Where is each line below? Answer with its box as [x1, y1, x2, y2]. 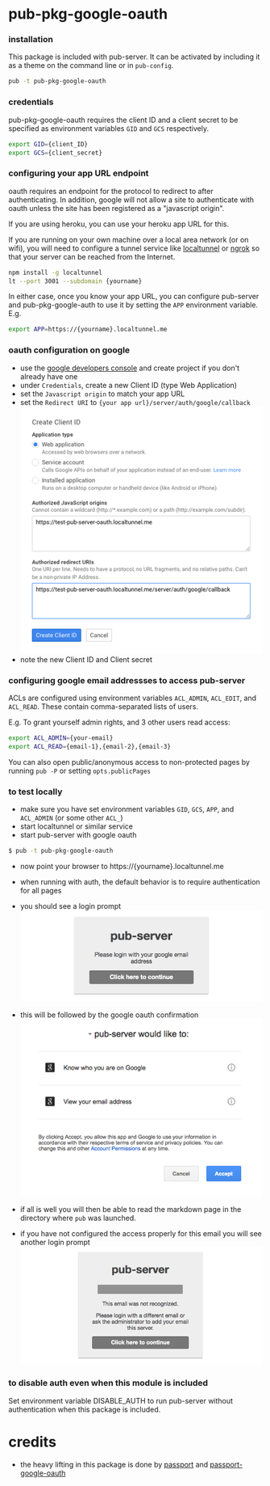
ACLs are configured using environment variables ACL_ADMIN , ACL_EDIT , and [8, 693, 256, 703]
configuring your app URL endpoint [8, 167, 149, 179]
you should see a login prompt [19, 901, 122, 910]
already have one [19, 371, 78, 381]
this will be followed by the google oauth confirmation [19, 1010, 199, 1020]
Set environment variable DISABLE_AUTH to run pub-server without [8, 1395, 234, 1405]
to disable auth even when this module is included [8, 1378, 208, 1389]
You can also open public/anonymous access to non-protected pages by [8, 757, 250, 766]
